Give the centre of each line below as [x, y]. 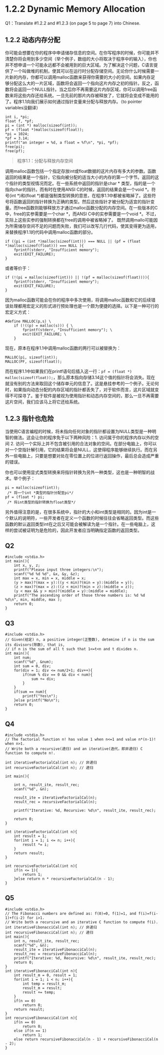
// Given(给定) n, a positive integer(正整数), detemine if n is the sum [80, 640]
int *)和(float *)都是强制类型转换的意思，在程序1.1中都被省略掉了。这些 [82, 195]
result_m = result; [42, 988]
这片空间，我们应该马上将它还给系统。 [43, 402]
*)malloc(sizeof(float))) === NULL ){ [44, 246]
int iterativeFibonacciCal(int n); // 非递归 [51, 927]
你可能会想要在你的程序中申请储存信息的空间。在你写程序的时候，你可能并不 [82, 53]
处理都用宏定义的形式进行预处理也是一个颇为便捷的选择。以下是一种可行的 [84, 306]
